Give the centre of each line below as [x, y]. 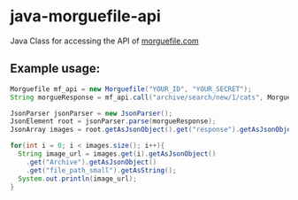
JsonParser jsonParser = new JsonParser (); [92, 113]
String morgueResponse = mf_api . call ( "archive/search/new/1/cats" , [137, 97]
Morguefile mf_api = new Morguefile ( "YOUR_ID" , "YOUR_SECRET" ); [131, 89]
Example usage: [55, 69]
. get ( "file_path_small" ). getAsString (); [101, 170]
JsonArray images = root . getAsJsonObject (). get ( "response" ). [125, 130]
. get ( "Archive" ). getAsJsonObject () [92, 162]
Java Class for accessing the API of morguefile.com [105, 41]
